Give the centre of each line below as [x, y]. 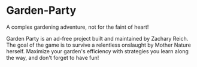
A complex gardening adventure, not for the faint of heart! [78, 27]
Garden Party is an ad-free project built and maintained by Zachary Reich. [97, 38]
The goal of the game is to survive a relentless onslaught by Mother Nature [99, 45]
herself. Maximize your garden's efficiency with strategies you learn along [97, 51]
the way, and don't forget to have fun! [53, 57]
